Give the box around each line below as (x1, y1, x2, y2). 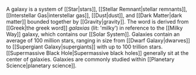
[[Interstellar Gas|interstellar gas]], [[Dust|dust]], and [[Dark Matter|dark (6, 12, 182, 19)
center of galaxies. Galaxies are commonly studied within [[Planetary (6, 56, 175, 63)
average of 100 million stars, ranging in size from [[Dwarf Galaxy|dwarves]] (6, 37, 190, 44)
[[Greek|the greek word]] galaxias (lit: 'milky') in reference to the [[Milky (6, 24, 183, 31)
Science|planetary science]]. (6, 62, 77, 69)
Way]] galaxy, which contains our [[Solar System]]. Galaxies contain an (6, 31, 180, 38)
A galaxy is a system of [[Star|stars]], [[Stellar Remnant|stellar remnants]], (6, 6, 188, 12)
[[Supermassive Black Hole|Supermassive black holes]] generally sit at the (6, 50, 189, 56)
